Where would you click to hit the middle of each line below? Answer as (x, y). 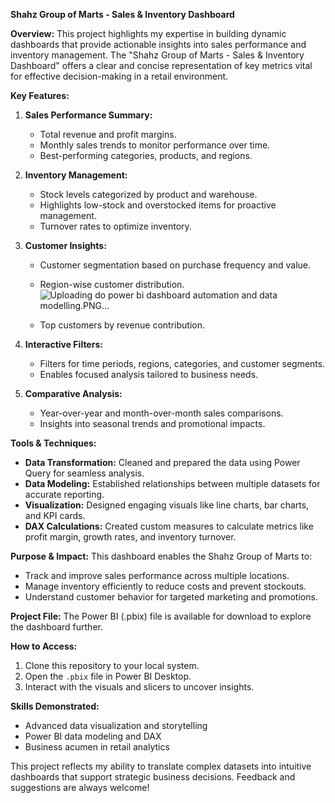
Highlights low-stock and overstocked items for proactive (158, 205)
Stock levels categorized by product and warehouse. (148, 194)
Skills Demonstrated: (55, 706)
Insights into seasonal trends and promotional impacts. (152, 423)
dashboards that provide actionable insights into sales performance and (158, 44)
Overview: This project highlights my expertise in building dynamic (148, 33)
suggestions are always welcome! (80, 787)
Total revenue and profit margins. (108, 134)
